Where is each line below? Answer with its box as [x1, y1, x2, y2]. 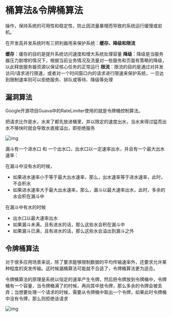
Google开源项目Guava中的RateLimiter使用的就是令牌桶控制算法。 [5, 107, 143, 113]
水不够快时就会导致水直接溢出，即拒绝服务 [5, 125, 95, 131]
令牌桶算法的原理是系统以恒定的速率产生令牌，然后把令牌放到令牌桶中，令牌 [5, 276, 167, 282]
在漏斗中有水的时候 [5, 204, 46, 210]
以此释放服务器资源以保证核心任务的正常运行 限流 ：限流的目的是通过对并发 [5, 64, 164, 70]
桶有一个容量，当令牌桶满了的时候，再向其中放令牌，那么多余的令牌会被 [5, 283, 158, 289]
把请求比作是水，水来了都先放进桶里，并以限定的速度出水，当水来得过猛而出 [5, 118, 167, 125]
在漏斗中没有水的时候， [5, 163, 55, 169]
